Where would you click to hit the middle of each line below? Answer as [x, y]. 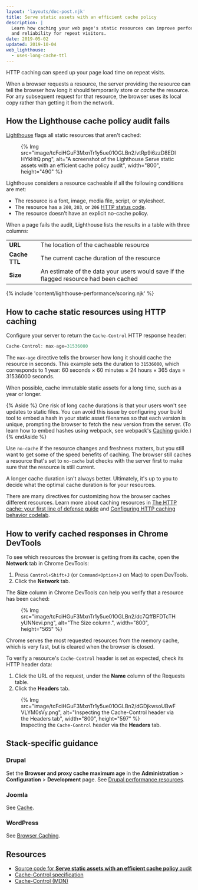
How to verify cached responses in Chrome [87, 534]
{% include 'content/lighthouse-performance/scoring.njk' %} [80, 293]
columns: [17, 231]
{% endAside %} [27, 437]
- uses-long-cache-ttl [39, 55]
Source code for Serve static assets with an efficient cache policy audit [103, 869]
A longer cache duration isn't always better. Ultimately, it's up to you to [92, 479]
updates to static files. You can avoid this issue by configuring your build [94, 412]
